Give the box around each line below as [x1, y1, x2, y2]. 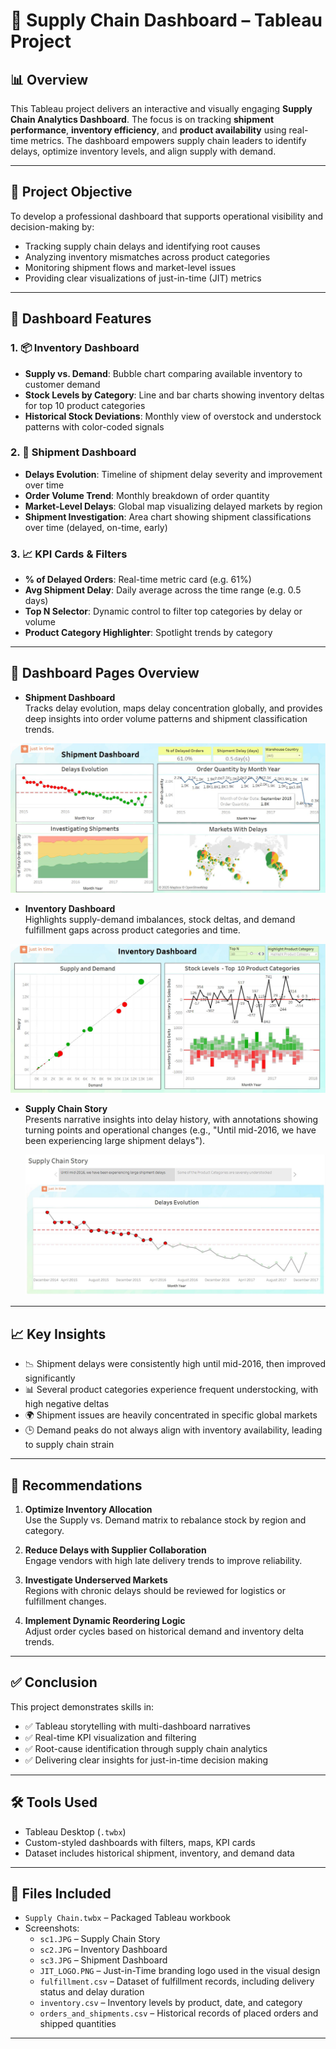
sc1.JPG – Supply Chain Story [39, 1933, 161, 1945]
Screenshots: [24, 1922, 80, 1934]
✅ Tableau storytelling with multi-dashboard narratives [24, 1720, 251, 1732]
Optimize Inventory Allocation [24, 1504, 153, 1516]
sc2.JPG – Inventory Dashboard [39, 1944, 168, 1956]
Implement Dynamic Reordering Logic [24, 1615, 186, 1627]
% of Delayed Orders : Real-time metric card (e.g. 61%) [24, 574, 252, 586]
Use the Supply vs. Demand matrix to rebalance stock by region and [24, 1514, 307, 1526]
